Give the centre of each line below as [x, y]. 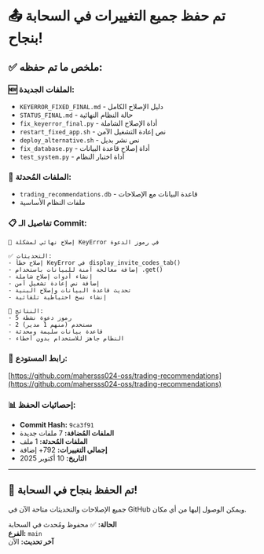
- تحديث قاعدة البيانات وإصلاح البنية [70, 291]
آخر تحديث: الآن [31, 541]
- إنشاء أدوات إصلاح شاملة [50, 277]
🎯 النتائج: [26, 311]
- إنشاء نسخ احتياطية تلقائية [58, 297]
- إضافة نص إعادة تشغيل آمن [54, 284]
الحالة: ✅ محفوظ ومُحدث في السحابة [62, 524]
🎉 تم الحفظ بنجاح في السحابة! [73, 490]
